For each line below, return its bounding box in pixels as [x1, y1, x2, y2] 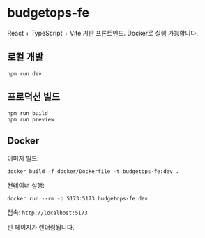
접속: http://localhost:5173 [7, 208, 89, 217]
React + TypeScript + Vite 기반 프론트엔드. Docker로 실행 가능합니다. [7, 29, 199, 37]
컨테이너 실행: [7, 181, 45, 190]
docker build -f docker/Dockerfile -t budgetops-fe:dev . [7, 168, 179, 175]
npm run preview [7, 116, 54, 123]
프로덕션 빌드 [7, 91, 61, 103]
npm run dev [7, 70, 42, 77]
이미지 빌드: [7, 154, 40, 163]
